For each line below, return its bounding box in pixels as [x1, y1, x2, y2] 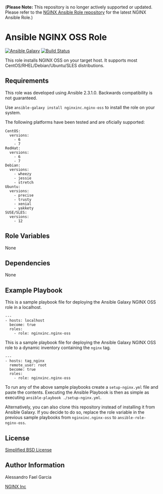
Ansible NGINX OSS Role [5, 32, 107, 43]
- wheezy [14, 171, 32, 176]
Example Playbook [5, 286, 62, 294]
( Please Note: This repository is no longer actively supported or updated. [5, 4, 153, 10]
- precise [14, 193, 34, 198]
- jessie [14, 176, 32, 181]
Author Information [5, 461, 65, 470]
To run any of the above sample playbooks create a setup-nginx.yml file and [5, 384, 159, 390]
